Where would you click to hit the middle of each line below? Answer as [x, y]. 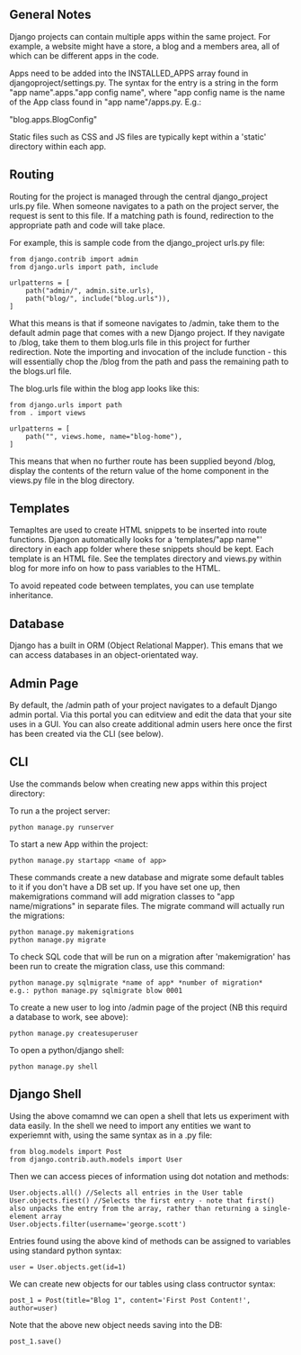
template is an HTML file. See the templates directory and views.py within [146, 559]
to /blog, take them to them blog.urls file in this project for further [130, 342]
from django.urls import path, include [84, 267]
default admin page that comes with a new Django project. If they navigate [147, 332]
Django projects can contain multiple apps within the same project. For [140, 36]
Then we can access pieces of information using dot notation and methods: [149, 1176]
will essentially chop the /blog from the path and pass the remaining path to [149, 361]
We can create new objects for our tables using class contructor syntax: [142, 1284]
